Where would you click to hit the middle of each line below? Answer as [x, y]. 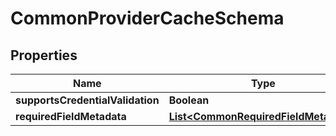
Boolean [189, 100]
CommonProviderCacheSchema [147, 18]
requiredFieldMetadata [71, 116]
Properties [44, 55]
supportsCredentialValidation [87, 100]
